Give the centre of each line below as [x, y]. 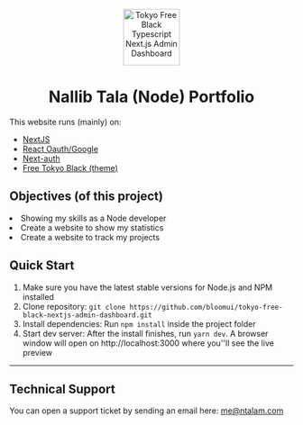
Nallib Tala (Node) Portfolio [151, 97]
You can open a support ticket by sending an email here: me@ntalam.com [147, 411]
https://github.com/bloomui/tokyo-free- [206, 307]
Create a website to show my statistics [92, 227]
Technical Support [62, 389]
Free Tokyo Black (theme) [70, 167]
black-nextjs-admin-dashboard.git [87, 315]
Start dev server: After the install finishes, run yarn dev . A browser [145, 333]
